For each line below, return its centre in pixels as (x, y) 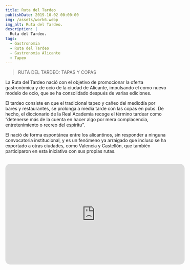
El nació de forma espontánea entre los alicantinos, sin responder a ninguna (86, 135)
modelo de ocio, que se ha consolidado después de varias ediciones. (78, 93)
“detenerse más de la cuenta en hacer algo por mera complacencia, (77, 120)
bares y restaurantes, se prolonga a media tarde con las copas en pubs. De (85, 109)
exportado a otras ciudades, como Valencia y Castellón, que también (78, 146)
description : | (22, 29)
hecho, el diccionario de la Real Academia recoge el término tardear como (84, 114)
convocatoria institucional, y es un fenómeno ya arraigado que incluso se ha (86, 140)
